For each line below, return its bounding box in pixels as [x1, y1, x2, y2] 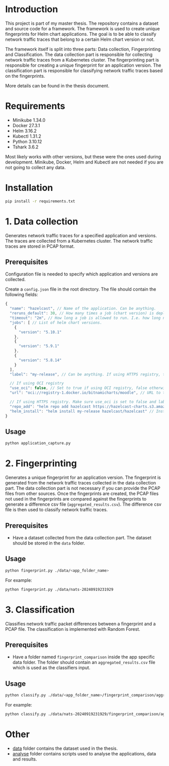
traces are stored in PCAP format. [5, 243, 75, 249]
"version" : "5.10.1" [18, 330, 62, 335]
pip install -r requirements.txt [5, 198, 75, 204]
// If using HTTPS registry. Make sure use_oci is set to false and [10, 400, 156, 405]
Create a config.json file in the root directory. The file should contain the [5, 286, 156, 292]
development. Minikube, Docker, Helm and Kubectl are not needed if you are [5, 159, 164, 165]
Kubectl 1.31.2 [12, 133, 41, 139]
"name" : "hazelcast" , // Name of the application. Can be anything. [10, 306, 156, 311]
